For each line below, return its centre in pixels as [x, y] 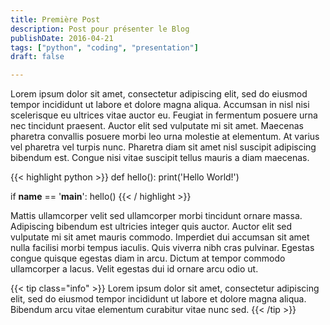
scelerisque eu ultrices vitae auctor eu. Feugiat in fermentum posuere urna [164, 115]
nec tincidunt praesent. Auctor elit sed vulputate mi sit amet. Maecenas [157, 126]
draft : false [37, 57]
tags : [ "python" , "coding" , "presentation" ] [104, 47]
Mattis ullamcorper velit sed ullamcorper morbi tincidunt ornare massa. [156, 216]
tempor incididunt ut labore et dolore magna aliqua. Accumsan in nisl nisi [160, 105]
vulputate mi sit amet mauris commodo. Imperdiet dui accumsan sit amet [160, 237]
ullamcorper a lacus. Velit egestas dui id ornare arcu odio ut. [134, 269]
